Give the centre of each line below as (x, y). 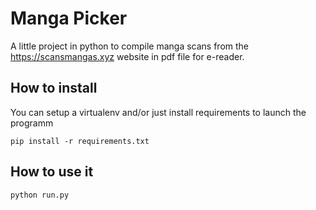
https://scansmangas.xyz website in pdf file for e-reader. (127, 56)
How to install (54, 88)
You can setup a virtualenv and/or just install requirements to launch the (158, 112)
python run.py (40, 195)
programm (32, 123)
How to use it (52, 172)
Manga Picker (69, 18)
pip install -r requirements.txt (80, 141)
